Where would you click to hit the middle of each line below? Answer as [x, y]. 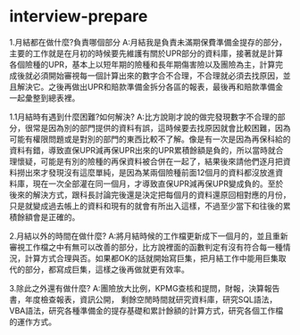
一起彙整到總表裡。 [45, 98]
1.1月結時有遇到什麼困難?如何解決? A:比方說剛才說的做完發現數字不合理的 [144, 117]
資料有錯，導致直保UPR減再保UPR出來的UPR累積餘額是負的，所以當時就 [143, 150]
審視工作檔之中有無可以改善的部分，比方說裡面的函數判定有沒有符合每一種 [146, 247]
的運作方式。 [33, 322]
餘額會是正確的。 [48, 217]
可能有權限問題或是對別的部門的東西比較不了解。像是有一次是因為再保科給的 [150, 139]
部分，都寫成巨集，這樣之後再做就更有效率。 [107, 269]
